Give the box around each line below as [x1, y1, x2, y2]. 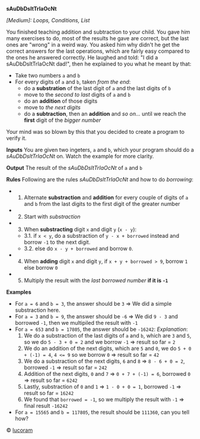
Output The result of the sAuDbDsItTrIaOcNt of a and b [6, 165, 143, 171]
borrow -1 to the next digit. [23, 238, 91, 246]
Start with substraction [23, 213, 81, 220]
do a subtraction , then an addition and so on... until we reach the [23, 111, 186, 117]
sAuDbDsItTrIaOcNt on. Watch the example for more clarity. [6, 153, 154, 160]
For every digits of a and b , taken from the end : [14, 78, 131, 85]
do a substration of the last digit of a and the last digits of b [23, 85, 171, 92]
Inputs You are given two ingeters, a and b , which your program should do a [6, 147, 194, 153]
